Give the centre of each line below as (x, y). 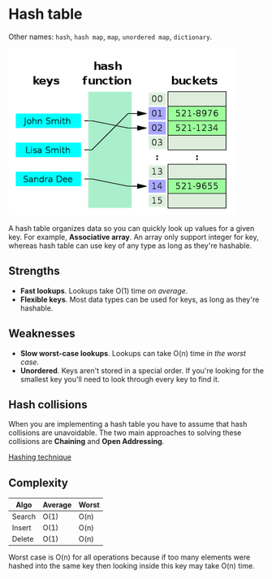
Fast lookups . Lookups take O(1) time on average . (104, 290)
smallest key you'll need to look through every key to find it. (120, 379)
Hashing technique (40, 457)
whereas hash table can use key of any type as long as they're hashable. (130, 246)
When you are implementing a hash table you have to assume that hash (128, 424)
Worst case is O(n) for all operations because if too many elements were (130, 557)
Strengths (34, 271)
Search (24, 516)
